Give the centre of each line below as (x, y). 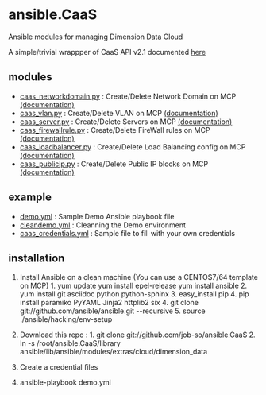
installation (37, 258)
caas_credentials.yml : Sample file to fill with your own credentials (127, 233)
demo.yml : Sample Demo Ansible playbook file (97, 216)
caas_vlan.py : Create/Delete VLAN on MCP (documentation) (119, 113)
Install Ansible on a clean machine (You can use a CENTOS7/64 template (139, 277)
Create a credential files (59, 367)
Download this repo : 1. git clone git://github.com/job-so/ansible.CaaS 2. (137, 335)
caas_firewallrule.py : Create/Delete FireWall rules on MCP (115, 130)
